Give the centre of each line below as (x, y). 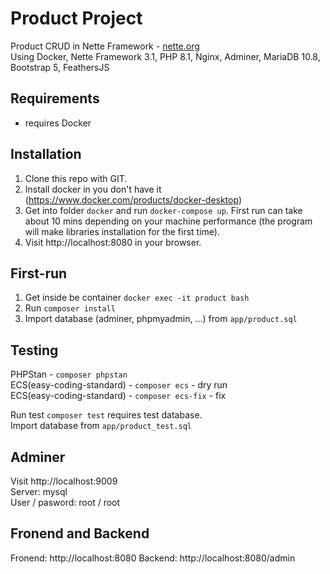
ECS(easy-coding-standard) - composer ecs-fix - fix (118, 396)
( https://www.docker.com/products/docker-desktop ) (133, 199)
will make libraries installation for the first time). (122, 231)
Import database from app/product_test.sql (101, 426)
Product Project (76, 18)
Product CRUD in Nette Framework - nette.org (105, 46)
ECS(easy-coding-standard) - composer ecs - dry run (119, 385)
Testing (34, 350)
